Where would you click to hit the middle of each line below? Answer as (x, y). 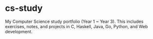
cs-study (24, 8)
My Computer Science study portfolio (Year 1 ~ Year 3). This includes (74, 21)
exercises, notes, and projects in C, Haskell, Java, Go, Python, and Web (76, 26)
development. (19, 31)
